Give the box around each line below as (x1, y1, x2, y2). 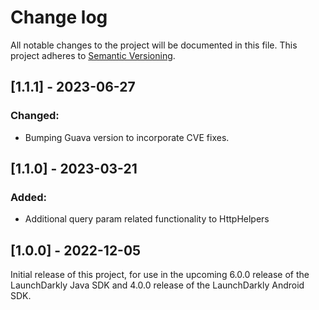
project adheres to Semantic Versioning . (10, 49, 176, 61)
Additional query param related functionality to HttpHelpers (24, 213, 270, 225)
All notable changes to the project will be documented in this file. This (10, 39, 298, 51)
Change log (10, 6, 108, 29)
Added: (10, 190, 47, 204)
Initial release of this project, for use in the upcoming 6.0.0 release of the (10, 269, 310, 281)
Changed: (10, 109, 60, 123)
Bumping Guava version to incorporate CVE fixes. (24, 131, 230, 143)
